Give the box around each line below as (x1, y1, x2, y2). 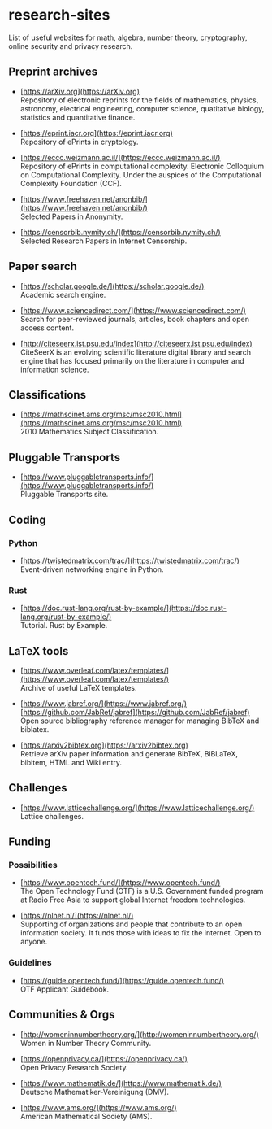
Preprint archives (8, 65, 98, 79)
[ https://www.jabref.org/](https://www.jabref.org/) (19, 698, 188, 708)
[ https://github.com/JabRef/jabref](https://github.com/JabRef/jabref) (19, 707, 250, 717)
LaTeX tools (8, 644, 69, 658)
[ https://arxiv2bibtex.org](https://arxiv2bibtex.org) (19, 740, 188, 750)
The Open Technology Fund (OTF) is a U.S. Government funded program (19, 887, 264, 896)
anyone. (19, 937, 48, 947)
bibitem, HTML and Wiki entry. (19, 757, 123, 767)
